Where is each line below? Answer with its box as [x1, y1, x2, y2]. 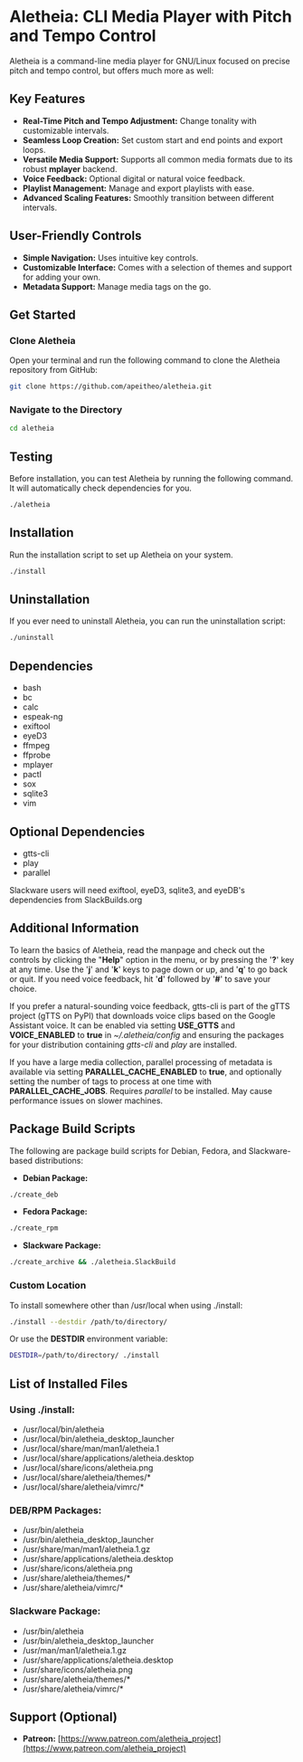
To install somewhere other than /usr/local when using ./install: [9, 1300, 243, 1310]
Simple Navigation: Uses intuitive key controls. [22, 252, 199, 263]
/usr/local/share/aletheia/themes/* [22, 1472, 151, 1482]
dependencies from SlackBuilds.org [9, 894, 143, 905]
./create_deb [9, 1190, 59, 1199]
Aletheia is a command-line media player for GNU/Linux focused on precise [9, 55, 291, 66]
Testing [9, 449, 53, 464]
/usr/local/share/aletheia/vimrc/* [22, 1481, 145, 1492]
